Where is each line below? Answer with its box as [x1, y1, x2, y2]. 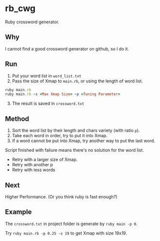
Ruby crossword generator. [5, 19, 60, 25]
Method [5, 114, 30, 123]
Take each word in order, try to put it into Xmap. [12, 133, 108, 139]
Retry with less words [12, 167, 56, 173]
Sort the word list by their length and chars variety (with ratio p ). [12, 128, 140, 133]
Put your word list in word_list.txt [12, 73, 81, 79]
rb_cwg [5, 3, 36, 14]
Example [5, 208, 32, 216]
